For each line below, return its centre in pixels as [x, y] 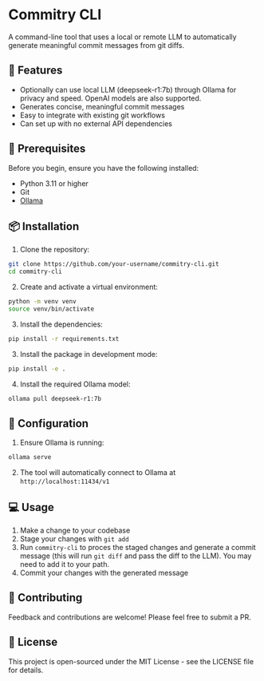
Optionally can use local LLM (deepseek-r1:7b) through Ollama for [128, 89]
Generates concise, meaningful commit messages [102, 106]
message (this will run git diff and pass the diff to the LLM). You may [136, 556]
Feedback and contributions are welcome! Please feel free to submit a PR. [130, 617]
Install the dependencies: [61, 324]
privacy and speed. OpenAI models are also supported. [110, 98]
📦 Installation [44, 226]
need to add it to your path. [65, 564]
